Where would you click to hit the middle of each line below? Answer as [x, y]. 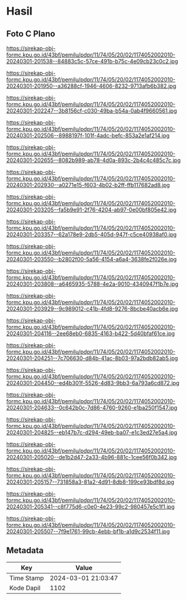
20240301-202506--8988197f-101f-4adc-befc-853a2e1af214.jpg [88, 136]
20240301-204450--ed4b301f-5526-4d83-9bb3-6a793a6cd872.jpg [93, 383]
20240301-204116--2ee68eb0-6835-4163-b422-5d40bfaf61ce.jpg [91, 334]
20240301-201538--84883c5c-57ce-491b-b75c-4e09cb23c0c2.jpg [92, 61]
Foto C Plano [31, 34]
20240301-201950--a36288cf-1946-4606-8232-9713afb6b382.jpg [91, 86]
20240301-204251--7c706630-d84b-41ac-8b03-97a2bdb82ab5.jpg [92, 358]
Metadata [25, 550]
